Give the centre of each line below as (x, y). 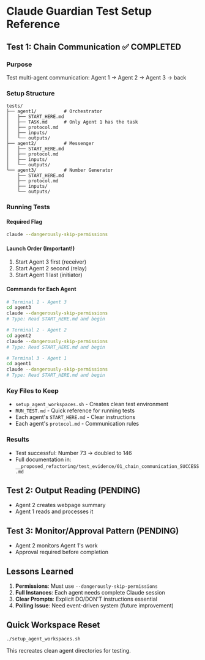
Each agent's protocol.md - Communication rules (77, 424)
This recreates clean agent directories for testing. (69, 650)
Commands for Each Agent (41, 289)
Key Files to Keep (33, 391)
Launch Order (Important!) (41, 248)
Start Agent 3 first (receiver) (51, 262)
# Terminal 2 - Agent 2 (37, 330)
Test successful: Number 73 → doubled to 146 (73, 453)
